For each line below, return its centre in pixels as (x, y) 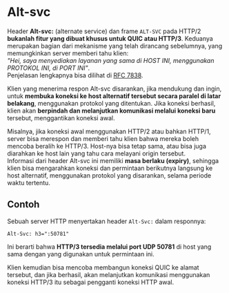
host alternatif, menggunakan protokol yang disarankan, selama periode (109, 175)
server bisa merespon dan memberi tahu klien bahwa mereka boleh (103, 138)
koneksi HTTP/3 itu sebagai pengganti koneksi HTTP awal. (91, 282)
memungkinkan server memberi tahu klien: (68, 53)
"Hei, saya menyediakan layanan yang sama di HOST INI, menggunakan (111, 60)
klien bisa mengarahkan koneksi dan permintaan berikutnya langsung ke (110, 168)
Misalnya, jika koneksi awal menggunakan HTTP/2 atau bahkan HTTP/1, (109, 131)
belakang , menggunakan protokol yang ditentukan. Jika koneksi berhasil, (111, 103)
